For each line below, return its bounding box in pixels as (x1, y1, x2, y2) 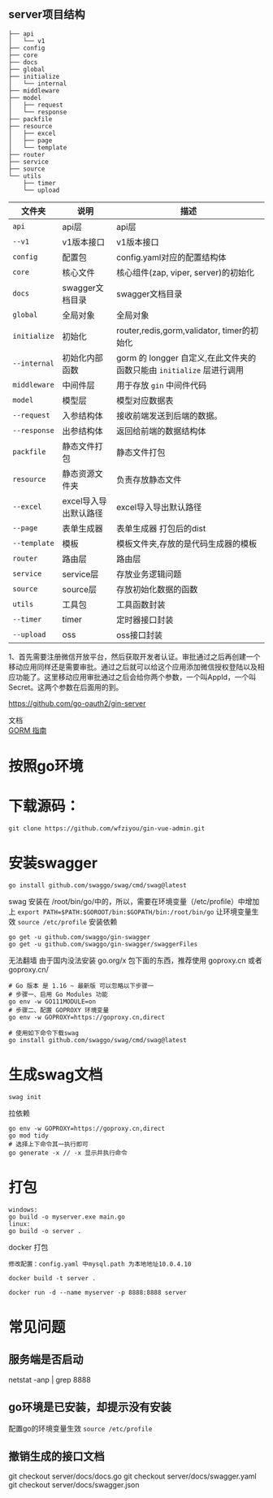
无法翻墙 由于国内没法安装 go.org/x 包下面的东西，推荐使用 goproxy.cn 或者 (8, 955, 262, 965)
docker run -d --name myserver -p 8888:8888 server (8, 1288, 187, 1297)
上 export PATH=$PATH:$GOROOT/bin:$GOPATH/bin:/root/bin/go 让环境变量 (8, 907, 252, 916)
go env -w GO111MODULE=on (8, 998, 96, 1006)
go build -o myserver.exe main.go (8, 1213, 126, 1221)
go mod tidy (8, 1132, 49, 1140)
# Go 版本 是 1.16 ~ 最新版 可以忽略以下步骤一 (8, 981, 154, 989)
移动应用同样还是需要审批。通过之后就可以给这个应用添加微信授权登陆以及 (8, 661, 258, 672)
